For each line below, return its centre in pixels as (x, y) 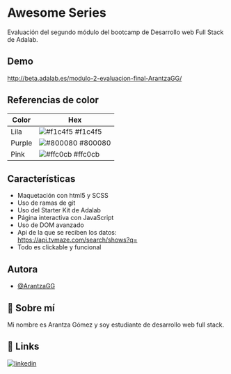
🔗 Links (23, 346)
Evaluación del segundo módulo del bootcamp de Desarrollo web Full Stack (115, 32)
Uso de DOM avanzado (51, 225)
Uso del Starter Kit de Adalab (59, 210)
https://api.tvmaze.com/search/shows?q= (77, 240)
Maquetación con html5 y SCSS (63, 196)
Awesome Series (57, 13)
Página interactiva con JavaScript (65, 218)
